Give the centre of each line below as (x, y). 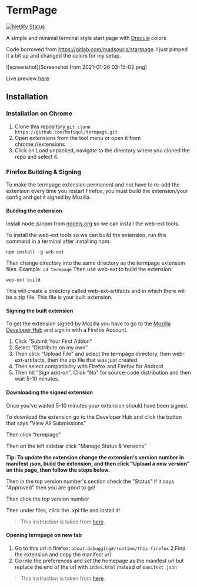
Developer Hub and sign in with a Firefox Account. (67, 330)
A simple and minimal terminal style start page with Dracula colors (86, 38)
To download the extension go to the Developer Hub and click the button (94, 417)
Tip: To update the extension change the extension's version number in (95, 457)
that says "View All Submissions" (46, 423)
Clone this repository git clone (53, 126)
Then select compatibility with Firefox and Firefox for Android (89, 366)
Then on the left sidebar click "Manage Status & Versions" (76, 446)
